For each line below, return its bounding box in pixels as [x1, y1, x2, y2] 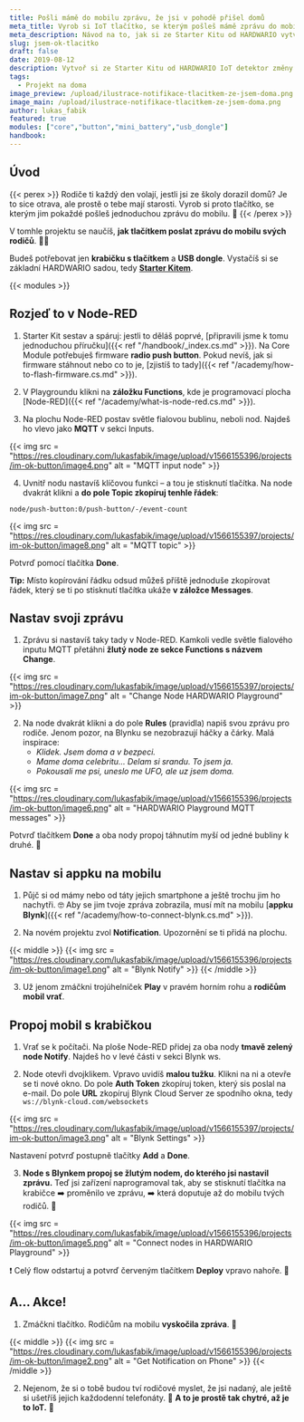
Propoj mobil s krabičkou [9, 1017, 152, 1033]
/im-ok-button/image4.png [9, 459, 109, 471]
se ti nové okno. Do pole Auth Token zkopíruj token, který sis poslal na [22, 1078, 287, 1089]
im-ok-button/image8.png [9, 540, 106, 551]
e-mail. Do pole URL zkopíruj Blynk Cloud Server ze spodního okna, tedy [22, 1088, 293, 1099]
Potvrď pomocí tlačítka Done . [9, 557, 119, 568]
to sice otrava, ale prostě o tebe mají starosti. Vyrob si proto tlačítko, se [9, 198, 274, 209]
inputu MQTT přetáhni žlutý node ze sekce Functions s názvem [22, 644, 263, 655]
